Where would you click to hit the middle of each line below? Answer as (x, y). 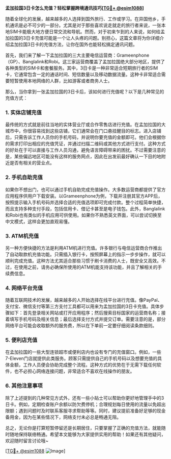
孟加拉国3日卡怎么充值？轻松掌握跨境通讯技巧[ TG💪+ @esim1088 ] (75, 8)
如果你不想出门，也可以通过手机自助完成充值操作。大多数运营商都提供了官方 (85, 189)
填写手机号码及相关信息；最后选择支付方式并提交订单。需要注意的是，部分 (88, 319)
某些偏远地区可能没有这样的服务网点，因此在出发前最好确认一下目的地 (88, 156)
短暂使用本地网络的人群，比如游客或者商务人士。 (61, 81)
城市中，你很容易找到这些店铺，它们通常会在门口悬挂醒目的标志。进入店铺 (83, 131)
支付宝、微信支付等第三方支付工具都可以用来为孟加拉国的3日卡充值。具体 (82, 306)
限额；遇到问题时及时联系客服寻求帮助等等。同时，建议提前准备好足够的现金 (85, 410)
